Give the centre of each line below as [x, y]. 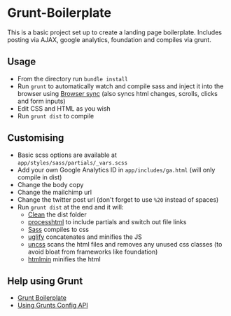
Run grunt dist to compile [56, 116]
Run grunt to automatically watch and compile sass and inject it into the [120, 86]
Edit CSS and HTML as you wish [64, 108]
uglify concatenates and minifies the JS [85, 237]
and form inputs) [41, 101]
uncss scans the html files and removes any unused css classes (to [125, 244]
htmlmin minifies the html [64, 259]
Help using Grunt [45, 281]
